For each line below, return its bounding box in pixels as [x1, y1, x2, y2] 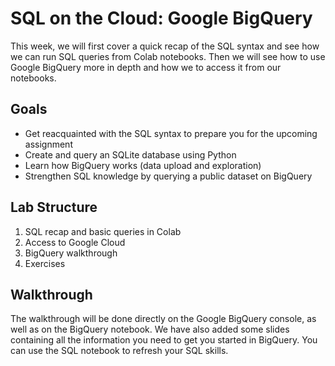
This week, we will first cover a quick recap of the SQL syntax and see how [10, 40, 320, 52]
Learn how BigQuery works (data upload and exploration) [24, 159, 262, 171]
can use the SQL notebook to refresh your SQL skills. [10, 345, 229, 357]
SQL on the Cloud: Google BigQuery [10, 7, 313, 30]
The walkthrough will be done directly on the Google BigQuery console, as [10, 313, 317, 325]
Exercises [24, 257, 66, 269]
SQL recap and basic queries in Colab [24, 225, 182, 237]
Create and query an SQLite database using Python [24, 148, 237, 161]
